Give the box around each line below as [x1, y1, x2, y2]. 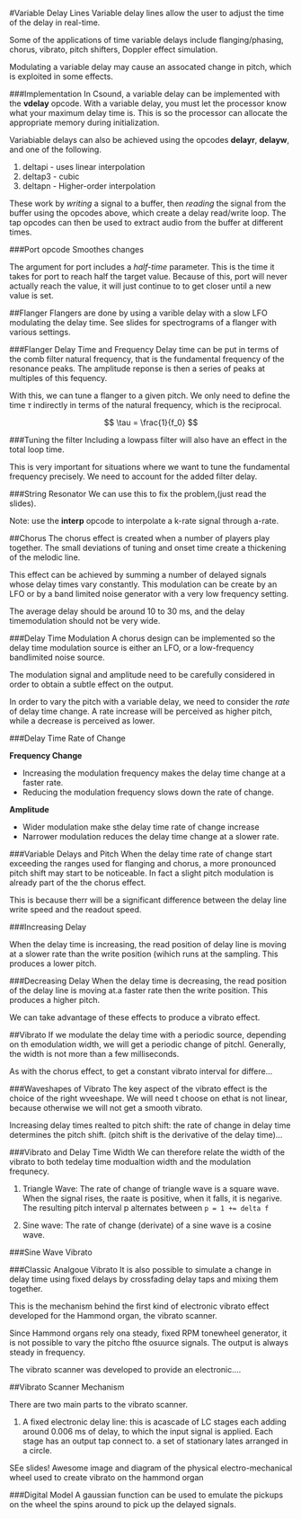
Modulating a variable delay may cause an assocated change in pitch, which [9, 62, 292, 72]
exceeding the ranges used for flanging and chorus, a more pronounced [9, 858, 277, 868]
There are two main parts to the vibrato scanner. [9, 1399, 189, 1409]
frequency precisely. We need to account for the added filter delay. [9, 471, 258, 482]
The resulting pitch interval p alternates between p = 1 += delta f [22, 1203, 270, 1213]
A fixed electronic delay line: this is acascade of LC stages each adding [22, 1417, 288, 1427]
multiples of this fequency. [9, 373, 108, 383]
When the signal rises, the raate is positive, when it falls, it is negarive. [22, 1193, 283, 1204]
